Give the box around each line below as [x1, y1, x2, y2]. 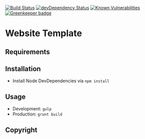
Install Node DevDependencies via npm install [12, 78, 109, 84]
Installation [5, 64, 41, 73]
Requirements [5, 48, 50, 56]
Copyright [5, 125, 37, 134]
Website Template [5, 28, 82, 39]
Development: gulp [12, 106, 51, 112]
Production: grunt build [12, 111, 62, 117]
